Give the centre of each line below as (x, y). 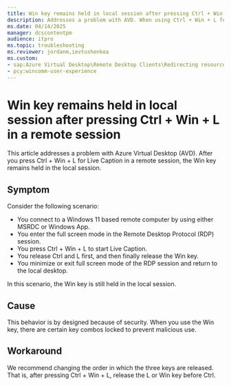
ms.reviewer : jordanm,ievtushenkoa (58, 52)
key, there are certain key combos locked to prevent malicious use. (102, 330)
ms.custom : (23, 58)
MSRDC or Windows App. (54, 227)
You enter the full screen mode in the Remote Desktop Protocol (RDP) (115, 234)
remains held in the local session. (54, 168)
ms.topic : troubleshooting (46, 45)
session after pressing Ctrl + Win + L (113, 119)
